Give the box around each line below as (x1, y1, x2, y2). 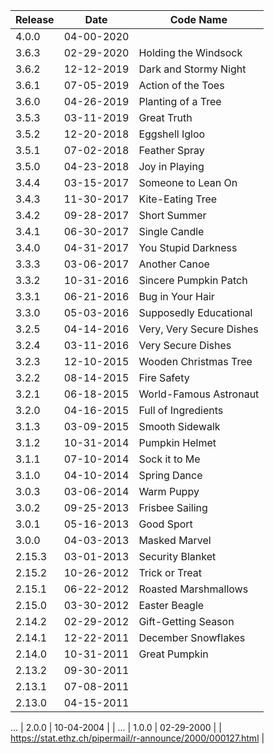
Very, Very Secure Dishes (138, 322, 259, 336)
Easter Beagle (138, 599, 205, 612)
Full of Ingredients (138, 404, 224, 417)
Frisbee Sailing (138, 501, 208, 514)
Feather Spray (138, 144, 205, 157)
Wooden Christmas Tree (138, 355, 253, 368)
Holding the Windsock (138, 46, 243, 59)
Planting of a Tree (138, 95, 222, 108)
